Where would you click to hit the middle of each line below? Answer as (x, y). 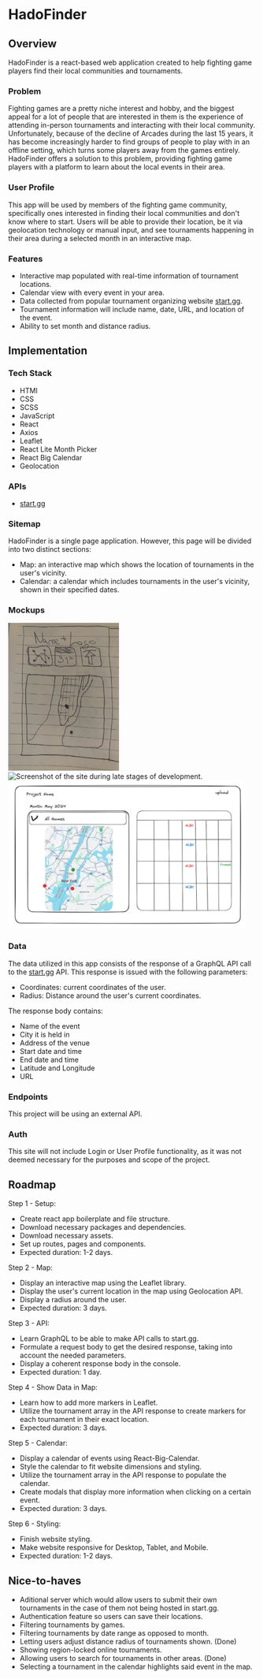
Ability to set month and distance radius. (85, 326)
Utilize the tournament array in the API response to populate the (123, 1475)
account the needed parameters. (73, 1355)
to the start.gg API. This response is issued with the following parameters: (128, 972)
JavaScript (37, 415)
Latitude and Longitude (57, 1068)
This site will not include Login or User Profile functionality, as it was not (125, 1152)
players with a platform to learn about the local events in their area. (117, 167)
